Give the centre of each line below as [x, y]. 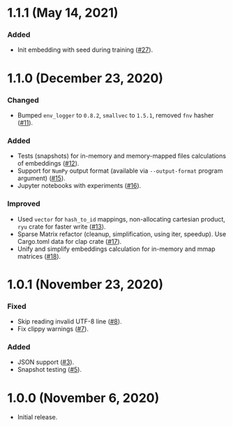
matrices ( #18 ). [39, 256]
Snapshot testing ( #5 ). [50, 370]
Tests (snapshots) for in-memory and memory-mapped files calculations [122, 156]
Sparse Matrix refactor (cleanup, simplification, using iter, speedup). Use [122, 234]
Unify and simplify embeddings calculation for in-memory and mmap [116, 249]
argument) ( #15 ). [42, 178]
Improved [24, 204]
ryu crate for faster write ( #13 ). [61, 226]
